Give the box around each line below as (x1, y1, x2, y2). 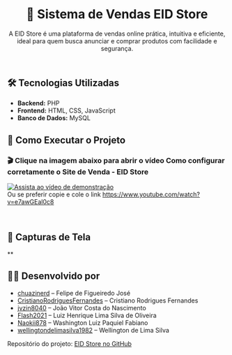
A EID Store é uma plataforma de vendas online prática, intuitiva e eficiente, (8, 29, 226, 38)
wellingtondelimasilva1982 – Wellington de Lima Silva (17, 326, 169, 334)
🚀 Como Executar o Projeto (7, 134, 126, 146)
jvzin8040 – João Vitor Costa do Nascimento (17, 303, 146, 312)
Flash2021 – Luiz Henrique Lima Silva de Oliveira (17, 311, 157, 319)
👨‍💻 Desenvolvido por (7, 270, 100, 282)
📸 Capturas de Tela (7, 231, 91, 243)
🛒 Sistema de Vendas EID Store (26, 6, 208, 22)
